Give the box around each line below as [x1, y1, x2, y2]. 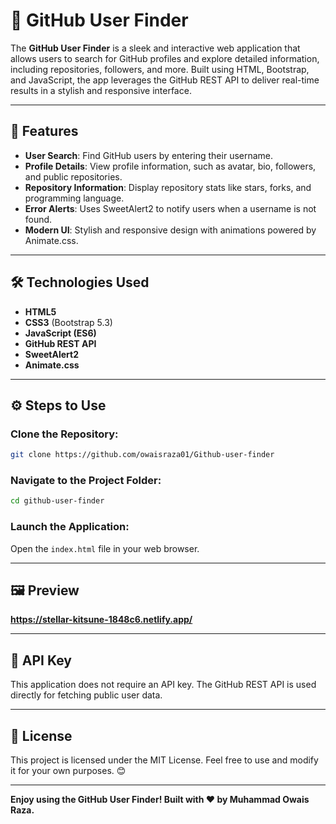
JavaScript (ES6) [24, 327, 97, 339]
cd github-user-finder [10, 496, 105, 506]
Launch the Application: [10, 520, 130, 534]
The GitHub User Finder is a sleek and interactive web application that [10, 42, 301, 54]
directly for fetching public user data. [10, 689, 163, 701]
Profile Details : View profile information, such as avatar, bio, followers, [24, 160, 317, 172]
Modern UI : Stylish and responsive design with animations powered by [24, 224, 317, 236]
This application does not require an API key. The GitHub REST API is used [10, 679, 317, 691]
